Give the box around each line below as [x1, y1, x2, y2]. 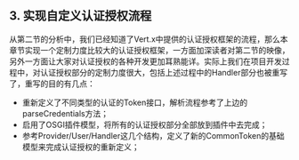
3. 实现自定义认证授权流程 [9, 8, 152, 24]
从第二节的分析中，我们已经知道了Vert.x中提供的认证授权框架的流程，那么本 [9, 34, 288, 44]
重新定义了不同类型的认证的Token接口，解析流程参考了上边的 [21, 97, 247, 108]
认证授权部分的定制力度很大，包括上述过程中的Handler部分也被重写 [39, 67, 287, 77]
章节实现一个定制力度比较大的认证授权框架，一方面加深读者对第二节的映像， [9, 44, 290, 55]
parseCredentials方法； [21, 108, 109, 118]
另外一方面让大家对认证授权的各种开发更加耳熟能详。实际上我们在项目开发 [9, 56, 282, 67]
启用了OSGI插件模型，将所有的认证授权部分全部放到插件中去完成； [21, 119, 268, 130]
